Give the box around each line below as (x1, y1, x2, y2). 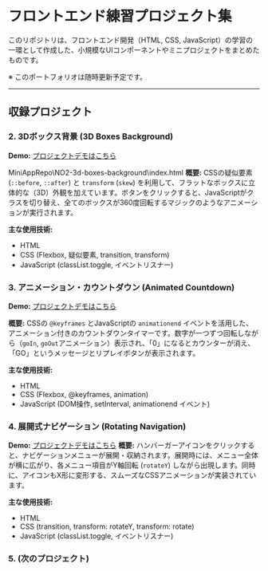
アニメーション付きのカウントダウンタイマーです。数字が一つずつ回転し (8, 328, 245, 337)
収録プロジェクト (8, 105, 93, 119)
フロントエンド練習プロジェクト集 (8, 7, 233, 26)
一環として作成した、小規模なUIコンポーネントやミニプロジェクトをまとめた (8, 45, 260, 54)
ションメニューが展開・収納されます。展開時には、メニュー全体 (49, 451, 259, 460)
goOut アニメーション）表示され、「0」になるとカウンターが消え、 (40, 338, 255, 348)
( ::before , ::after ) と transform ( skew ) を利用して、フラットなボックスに (8, 177, 249, 187)
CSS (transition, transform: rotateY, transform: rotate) (19, 522, 195, 531)
